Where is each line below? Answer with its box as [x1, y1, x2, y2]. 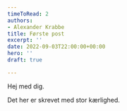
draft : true [7, 57, 42, 64]
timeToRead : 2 [7, 10, 49, 18]
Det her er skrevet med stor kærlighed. [7, 95, 120, 104]
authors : [7, 17, 33, 24]
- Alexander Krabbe [7, 23, 65, 30]
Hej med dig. [7, 82, 44, 90]
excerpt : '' [7, 37, 42, 44]
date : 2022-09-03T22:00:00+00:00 [7, 43, 106, 50]
